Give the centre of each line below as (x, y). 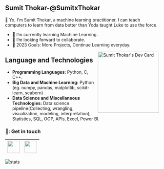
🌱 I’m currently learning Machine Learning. (55, 34)
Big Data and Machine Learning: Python (53, 82)
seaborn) (34, 93)
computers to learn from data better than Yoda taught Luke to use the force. (81, 25)
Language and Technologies (49, 60)
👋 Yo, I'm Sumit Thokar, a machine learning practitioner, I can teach (73, 20)
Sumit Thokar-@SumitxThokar (53, 8)
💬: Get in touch (23, 131)
